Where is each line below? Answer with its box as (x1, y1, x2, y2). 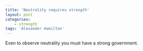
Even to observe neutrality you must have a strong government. (5, 40, 138, 46)
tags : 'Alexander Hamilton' (5, 26, 65, 31)
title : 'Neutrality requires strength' (5, 7, 90, 13)
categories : (5, 17, 30, 22)
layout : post (5, 12, 33, 17)
